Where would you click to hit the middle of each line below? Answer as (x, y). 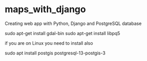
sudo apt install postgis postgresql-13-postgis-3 (55, 53)
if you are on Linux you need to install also (49, 43)
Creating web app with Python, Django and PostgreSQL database (73, 23)
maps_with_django (45, 9)
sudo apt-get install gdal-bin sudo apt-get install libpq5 (63, 33)
